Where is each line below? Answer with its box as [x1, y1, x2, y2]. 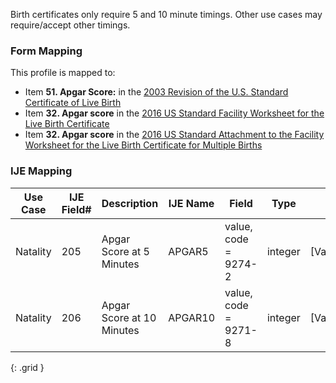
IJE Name [168, 196, 215, 210]
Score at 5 [101, 244, 150, 258]
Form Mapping [10, 44, 83, 58]
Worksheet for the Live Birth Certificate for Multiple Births [24, 139, 263, 151]
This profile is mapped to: [10, 67, 116, 79]
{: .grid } [10, 361, 45, 373]
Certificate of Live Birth [24, 97, 122, 109]
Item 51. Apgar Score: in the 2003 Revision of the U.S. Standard [24, 86, 289, 98]
